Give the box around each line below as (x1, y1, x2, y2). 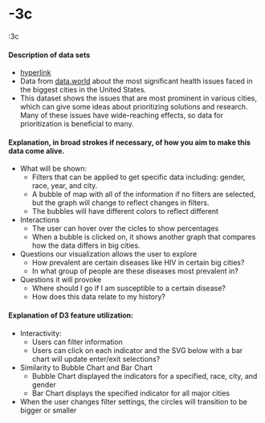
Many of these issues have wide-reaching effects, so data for (19, 110, 224, 121)
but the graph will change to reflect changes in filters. (31, 198, 210, 207)
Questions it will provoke (19, 275, 102, 285)
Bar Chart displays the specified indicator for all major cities (31, 388, 230, 398)
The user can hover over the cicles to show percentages (31, 224, 219, 233)
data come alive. (8, 146, 65, 155)
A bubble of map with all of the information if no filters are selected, (31, 190, 256, 199)
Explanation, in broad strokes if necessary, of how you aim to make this (8, 138, 251, 147)
